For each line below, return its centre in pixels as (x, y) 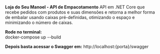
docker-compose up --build (33, 37)
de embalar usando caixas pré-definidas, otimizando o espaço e (70, 17)
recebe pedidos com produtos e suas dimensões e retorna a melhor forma (80, 12)
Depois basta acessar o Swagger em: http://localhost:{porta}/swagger (77, 46)
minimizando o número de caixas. (39, 22)
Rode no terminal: (23, 32)
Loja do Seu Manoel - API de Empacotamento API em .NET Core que (75, 7)
